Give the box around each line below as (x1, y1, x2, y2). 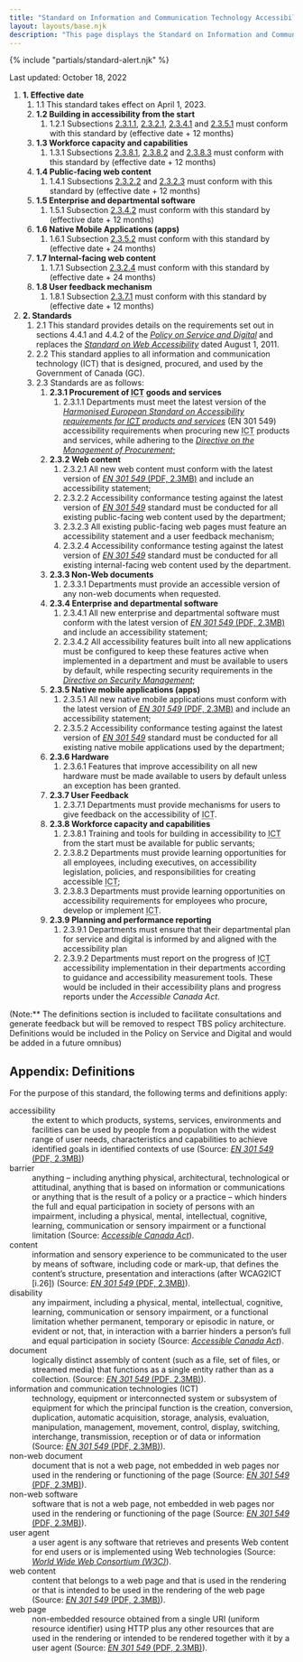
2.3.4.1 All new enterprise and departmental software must (62, 608, 280, 618)
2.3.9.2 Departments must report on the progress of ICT (62, 953, 271, 964)
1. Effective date (22, 89, 84, 100)
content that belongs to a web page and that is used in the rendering (32, 1575, 287, 1586)
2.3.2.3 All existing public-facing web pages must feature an (62, 521, 287, 533)
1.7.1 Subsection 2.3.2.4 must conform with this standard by (49, 263, 271, 274)
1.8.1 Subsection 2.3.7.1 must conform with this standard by (49, 291, 268, 302)
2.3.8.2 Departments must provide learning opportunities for (62, 848, 287, 859)
